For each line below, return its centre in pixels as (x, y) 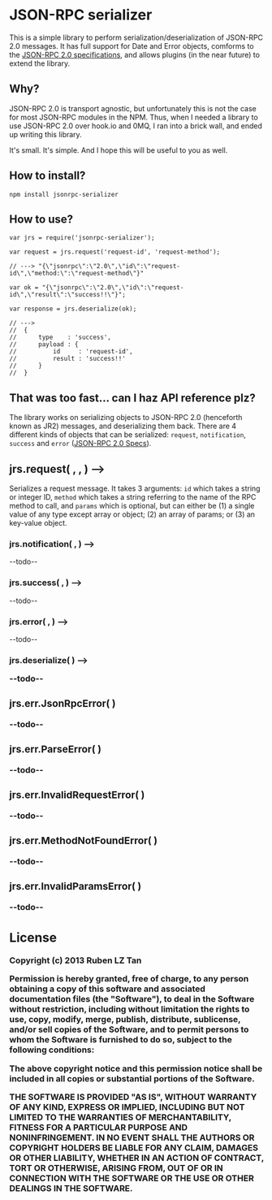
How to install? (47, 176)
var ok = (24, 288)
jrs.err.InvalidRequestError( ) (77, 795)
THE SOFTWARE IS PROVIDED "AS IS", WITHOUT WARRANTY (133, 1097)
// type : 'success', (60, 338)
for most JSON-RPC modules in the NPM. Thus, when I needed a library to (134, 117)
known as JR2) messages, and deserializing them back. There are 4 (123, 426)
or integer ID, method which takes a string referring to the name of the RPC (133, 497)
